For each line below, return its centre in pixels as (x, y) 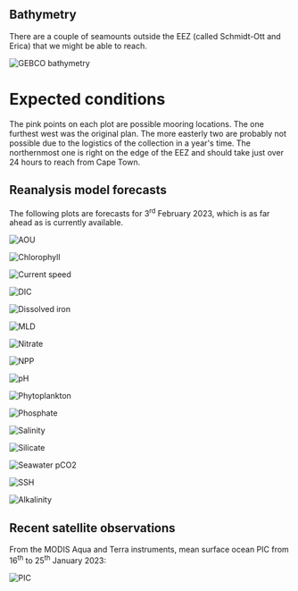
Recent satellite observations (92, 528)
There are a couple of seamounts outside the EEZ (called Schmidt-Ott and (145, 36)
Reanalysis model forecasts (88, 190)
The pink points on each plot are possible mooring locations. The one (137, 123)
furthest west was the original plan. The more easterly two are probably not (148, 133)
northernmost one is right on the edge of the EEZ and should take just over (146, 152)
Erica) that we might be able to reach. (78, 46)
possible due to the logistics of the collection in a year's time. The (130, 143)
